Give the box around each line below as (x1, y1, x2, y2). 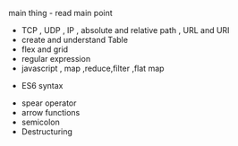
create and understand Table (21, 35, 129, 45)
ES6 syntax (21, 81, 64, 90)
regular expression (21, 54, 91, 64)
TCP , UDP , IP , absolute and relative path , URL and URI (21, 25, 230, 35)
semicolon (21, 116, 60, 127)
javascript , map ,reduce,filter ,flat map (21, 63, 165, 73)
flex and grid (21, 44, 69, 55)
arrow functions (21, 107, 81, 117)
